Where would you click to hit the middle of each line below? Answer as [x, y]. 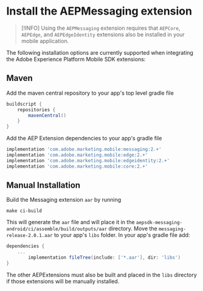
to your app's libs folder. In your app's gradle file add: [122, 235]
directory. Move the [133, 228]
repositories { [36, 110]
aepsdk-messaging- [159, 223]
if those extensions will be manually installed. [63, 281]
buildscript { [24, 104]
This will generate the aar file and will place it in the [71, 222]
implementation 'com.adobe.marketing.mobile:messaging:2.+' [84, 149]
